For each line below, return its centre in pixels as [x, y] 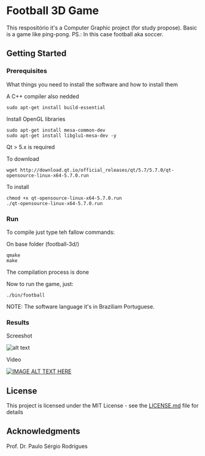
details [15, 412]
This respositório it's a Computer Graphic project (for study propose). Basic [102, 28]
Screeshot [19, 336]
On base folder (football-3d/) [43, 244]
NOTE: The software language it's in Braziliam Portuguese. [80, 306]
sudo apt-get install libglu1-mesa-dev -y [61, 136]
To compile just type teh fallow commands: [61, 232]
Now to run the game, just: [40, 284]
